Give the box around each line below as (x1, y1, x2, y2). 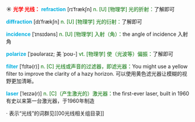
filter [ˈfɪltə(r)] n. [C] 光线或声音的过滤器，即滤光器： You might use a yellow (6, 63, 188, 70)
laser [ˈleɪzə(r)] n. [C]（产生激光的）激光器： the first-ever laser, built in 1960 (6, 90, 190, 97)
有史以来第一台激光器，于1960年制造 (6, 97, 95, 104)
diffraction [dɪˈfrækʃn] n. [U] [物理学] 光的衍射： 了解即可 (6, 18, 142, 25)
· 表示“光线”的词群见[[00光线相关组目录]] (6, 110, 105, 117)
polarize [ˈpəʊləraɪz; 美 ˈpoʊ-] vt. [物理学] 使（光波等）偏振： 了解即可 (6, 50, 173, 57)
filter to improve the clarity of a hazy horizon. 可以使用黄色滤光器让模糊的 (6, 70, 183, 77)
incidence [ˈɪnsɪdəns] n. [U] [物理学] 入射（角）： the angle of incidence (6, 30, 177, 38)
